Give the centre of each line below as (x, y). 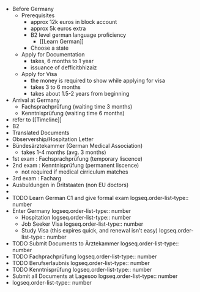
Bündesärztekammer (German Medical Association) (77, 146)
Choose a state (50, 48)
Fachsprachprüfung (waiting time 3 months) (77, 106)
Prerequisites (38, 15)
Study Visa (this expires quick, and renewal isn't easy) (89, 230)
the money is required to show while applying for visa (98, 80)
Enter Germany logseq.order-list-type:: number (72, 211)
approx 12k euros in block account (74, 22)
